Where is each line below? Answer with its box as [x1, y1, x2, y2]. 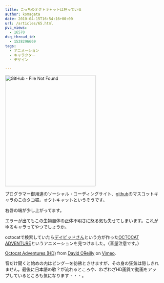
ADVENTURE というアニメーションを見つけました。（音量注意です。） [5, 240, 142, 246]
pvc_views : [5, 25, 27, 30]
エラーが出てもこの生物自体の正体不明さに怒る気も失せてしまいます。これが [5, 218, 159, 224]
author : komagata [5, 12, 41, 17]
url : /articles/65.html [5, 21, 54, 26]
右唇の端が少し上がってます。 [5, 208, 64, 213]
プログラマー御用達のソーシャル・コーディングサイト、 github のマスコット [5, 191, 155, 197]
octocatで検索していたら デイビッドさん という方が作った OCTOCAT [5, 235, 140, 240]
